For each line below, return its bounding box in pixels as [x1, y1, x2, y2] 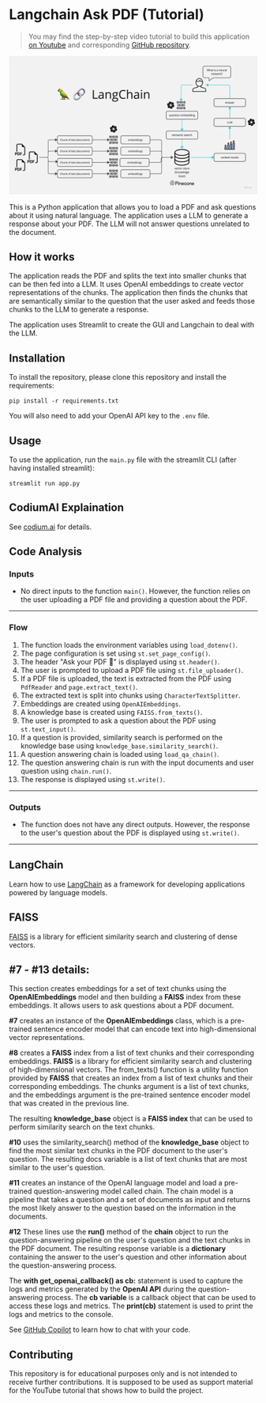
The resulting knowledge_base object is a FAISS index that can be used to [9, 1114, 253, 1124]
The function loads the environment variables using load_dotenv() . [20, 640, 238, 649]
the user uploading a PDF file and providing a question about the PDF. [20, 595, 248, 604]
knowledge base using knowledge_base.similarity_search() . [20, 741, 219, 751]
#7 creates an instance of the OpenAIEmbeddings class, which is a [9, 1016, 229, 1026]
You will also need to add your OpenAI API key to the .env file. [9, 411, 210, 421]
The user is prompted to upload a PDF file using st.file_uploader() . [20, 665, 244, 675]
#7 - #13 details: [9, 963, 90, 977]
